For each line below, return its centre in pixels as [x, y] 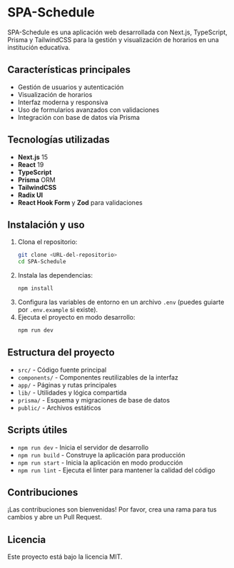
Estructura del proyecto [61, 353]
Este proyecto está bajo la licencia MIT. [65, 557]
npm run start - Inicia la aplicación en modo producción [100, 462]
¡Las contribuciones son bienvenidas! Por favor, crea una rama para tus [112, 509]
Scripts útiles [37, 430]
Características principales [69, 70]
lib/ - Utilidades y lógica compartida [72, 392]
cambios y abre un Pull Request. [55, 517]
